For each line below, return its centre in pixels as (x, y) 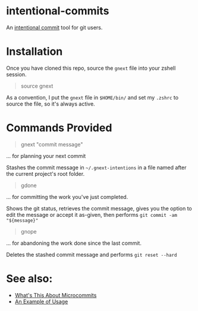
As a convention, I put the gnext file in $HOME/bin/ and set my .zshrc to (92, 97)
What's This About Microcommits (56, 295)
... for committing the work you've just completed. (67, 197)
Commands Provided (59, 128)
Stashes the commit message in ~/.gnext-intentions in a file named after (96, 167)
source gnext (37, 86)
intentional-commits (58, 11)
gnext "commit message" (52, 144)
